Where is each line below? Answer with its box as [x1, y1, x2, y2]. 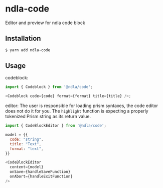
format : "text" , [10, 146, 44, 151]
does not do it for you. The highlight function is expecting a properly [5, 108, 149, 114]
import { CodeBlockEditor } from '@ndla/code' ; [5, 123, 107, 128]
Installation [5, 34, 41, 43]
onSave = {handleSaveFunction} [10, 169, 71, 174]
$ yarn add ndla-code [5, 47, 51, 53]
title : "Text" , [10, 141, 42, 146]
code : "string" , [10, 137, 44, 142]
